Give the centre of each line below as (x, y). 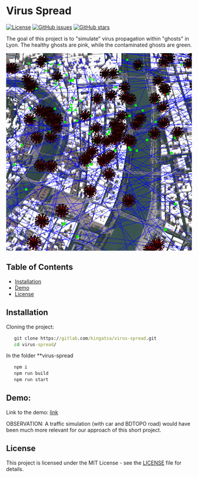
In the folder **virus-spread (40, 356)
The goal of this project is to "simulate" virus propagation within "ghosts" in (98, 38)
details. (15, 469)
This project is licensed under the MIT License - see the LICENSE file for (94, 463)
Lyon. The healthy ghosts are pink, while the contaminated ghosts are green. (99, 45)
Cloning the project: (30, 327)
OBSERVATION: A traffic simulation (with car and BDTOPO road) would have (98, 423)
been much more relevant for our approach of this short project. (84, 430)
